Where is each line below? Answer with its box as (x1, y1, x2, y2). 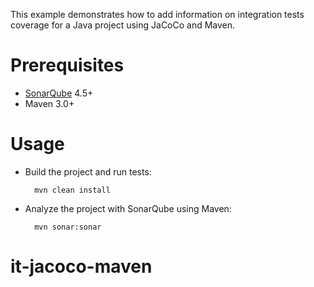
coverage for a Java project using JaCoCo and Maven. (10, 19, 236, 31)
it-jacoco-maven (10, 255, 153, 278)
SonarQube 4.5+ (24, 87, 94, 99)
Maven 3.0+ (24, 97, 75, 109)
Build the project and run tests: (24, 165, 152, 178)
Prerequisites (10, 54, 125, 77)
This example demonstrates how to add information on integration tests (10, 9, 305, 20)
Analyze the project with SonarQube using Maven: (24, 202, 232, 214)
